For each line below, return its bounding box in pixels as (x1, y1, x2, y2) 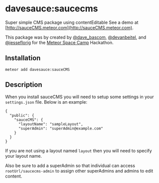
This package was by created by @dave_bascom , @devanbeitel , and (5, 34, 147, 40)
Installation (5, 54, 41, 62)
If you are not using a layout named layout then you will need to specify (5, 147, 153, 154)
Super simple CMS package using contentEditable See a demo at (5, 19, 139, 25)
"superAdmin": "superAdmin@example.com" (18, 126, 103, 131)
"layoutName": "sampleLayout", (18, 122, 83, 126)
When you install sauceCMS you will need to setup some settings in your (5, 94, 154, 100)
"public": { (9, 113, 35, 118)
